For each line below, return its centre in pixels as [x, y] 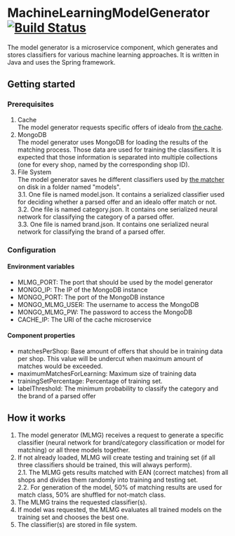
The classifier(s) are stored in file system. [78, 524]
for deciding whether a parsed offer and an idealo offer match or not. [117, 202]
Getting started [41, 85]
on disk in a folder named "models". [69, 187]
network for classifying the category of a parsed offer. [96, 216]
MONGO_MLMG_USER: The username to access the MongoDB [108, 304]
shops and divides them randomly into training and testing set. [108, 480]
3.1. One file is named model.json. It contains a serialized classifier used [121, 194]
